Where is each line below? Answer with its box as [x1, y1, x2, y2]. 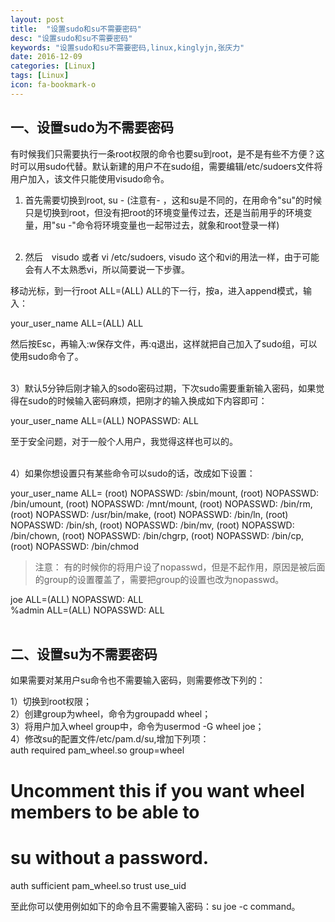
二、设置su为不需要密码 [10, 646, 158, 663]
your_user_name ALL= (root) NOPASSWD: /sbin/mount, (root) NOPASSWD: [10, 487, 320, 499]
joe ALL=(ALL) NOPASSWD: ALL [10, 593, 144, 605]
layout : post [10, 14, 65, 25]
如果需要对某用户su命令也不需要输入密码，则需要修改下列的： [10, 674, 266, 686]
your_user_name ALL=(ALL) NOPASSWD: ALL [10, 414, 199, 426]
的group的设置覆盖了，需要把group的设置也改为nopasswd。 [34, 573, 285, 585]
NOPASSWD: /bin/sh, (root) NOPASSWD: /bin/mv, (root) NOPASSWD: [10, 519, 295, 531]
